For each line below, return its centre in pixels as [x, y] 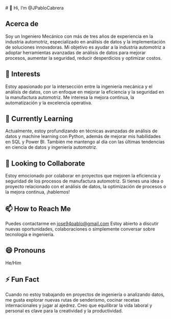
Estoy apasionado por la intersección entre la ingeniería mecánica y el [79, 86]
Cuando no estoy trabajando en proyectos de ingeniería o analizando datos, [85, 294]
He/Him [13, 263]
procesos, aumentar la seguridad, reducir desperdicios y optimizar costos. [84, 58]
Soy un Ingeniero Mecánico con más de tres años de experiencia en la [79, 36]
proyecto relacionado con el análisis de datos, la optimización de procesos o [86, 187]
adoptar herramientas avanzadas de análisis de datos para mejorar [76, 52]
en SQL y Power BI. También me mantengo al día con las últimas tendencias [85, 142]
